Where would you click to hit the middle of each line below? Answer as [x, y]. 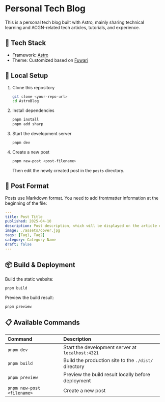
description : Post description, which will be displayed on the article [81, 226]
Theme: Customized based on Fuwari [50, 60]
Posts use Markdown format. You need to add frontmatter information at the [82, 198]
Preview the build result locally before [107, 374]
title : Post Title [24, 217]
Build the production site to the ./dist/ [108, 360]
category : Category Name [30, 240]
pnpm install [26, 120]
